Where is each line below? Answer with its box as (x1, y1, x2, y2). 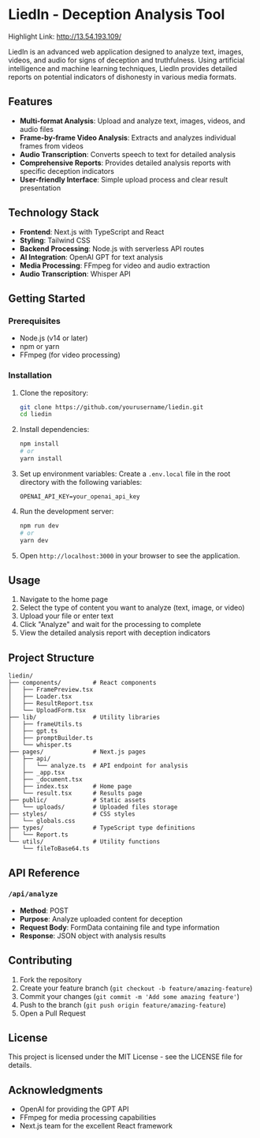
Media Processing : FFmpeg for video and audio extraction (19, 261, 210, 270)
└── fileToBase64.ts (22, 845, 90, 853)
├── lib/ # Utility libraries (8, 713, 160, 722)
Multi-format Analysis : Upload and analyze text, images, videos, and (19, 116, 246, 126)
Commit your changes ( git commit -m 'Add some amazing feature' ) (19, 991, 240, 1001)
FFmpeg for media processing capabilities (19, 1113, 156, 1122)
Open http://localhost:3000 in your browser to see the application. (19, 550, 240, 560)
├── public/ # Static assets (8, 796, 147, 805)
